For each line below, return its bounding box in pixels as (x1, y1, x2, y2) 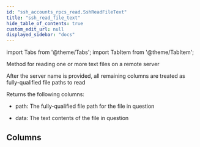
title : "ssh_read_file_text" (6, 15, 81, 21)
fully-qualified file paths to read (6, 79, 86, 86)
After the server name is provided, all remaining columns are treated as (6, 72, 185, 80)
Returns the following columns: (6, 91, 84, 98)
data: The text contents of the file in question (15, 115, 129, 122)
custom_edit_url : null (6, 26, 64, 32)
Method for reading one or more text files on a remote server (6, 61, 160, 68)
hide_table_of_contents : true (6, 20, 84, 26)
